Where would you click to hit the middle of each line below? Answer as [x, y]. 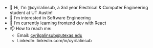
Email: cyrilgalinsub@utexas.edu [50, 35]
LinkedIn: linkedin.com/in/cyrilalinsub [54, 40]
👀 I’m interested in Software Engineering [50, 18]
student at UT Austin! [31, 13]
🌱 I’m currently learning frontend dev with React [58, 23]
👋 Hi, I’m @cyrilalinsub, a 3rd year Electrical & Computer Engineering [79, 8]
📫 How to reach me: [31, 28]
